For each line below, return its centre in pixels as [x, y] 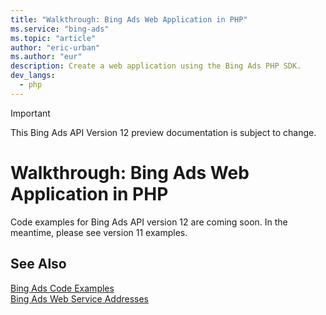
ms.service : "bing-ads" [60, 29]
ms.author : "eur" [46, 57]
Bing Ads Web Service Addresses [79, 298]
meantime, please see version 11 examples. [99, 232]
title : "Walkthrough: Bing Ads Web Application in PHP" [129, 19]
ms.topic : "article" [53, 38]
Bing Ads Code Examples [62, 288]
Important [30, 113]
